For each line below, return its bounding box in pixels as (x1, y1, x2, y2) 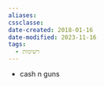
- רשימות (15, 48, 40, 56)
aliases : (8, 11, 37, 20)
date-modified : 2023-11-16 (8, 33, 97, 41)
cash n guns (19, 70, 61, 78)
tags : (8, 41, 26, 48)
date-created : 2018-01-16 (8, 26, 93, 34)
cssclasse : (8, 19, 44, 27)
